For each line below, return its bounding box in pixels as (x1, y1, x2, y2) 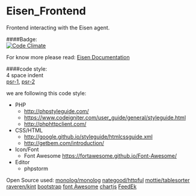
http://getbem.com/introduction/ (23, 139, 104, 146)
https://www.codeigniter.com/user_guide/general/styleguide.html (23, 114, 186, 121)
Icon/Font (14, 146, 39, 153)
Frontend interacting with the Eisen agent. (6, 24, 110, 31)
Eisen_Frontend (6, 4, 86, 18)
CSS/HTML (14, 126, 43, 134)
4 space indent (6, 71, 44, 79)
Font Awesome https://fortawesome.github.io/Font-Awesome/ (23, 152, 177, 159)
